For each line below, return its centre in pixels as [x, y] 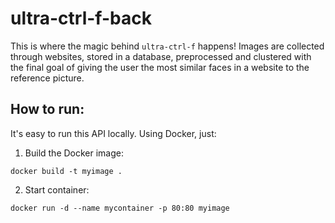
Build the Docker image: [74, 153]
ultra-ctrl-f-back [81, 18]
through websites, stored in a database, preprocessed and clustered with [161, 56]
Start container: [57, 189]
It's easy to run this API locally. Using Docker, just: [113, 133]
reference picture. [47, 78]
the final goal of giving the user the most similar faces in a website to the [160, 67]
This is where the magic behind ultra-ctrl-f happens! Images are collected [167, 46]
